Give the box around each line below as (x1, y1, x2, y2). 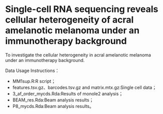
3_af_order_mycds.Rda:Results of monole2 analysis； (12, 90, 123, 96)
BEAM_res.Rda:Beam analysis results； (12, 96, 94, 103)
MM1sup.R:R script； (12, 78, 56, 84)
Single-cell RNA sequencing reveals (5, 3, 158, 15)
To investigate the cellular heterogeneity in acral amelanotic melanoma (5, 51, 151, 58)
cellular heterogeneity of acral (5, 14, 134, 25)
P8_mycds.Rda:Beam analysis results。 (12, 103, 94, 109)
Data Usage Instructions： (5, 67, 60, 73)
